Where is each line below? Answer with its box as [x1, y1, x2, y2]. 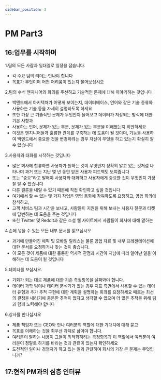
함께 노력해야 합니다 [17, 301, 55, 307]
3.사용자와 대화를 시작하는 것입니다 [5, 152, 71, 158]
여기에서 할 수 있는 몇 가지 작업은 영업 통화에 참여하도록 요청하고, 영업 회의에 [12, 193, 157, 199]
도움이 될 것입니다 [30, 256, 64, 262]
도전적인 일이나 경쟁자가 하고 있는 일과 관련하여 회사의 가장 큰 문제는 [12, 346, 141, 352]
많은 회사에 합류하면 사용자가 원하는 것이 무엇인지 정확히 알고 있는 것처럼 [12, 162, 149, 168]
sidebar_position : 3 [5, 7, 47, 12]
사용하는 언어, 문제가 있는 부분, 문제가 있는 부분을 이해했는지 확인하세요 [12, 123, 146, 129]
